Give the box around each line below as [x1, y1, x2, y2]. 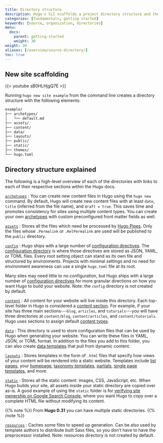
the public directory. [5, 233, 46, 239]
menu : [5, 25, 16, 30]
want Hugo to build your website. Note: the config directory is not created [5, 283, 153, 289]
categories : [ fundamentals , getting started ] [5, 16, 98, 21]
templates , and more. [5, 368, 48, 374]
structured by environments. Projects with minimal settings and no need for [5, 258, 156, 264]
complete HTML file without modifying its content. [5, 398, 105, 404]
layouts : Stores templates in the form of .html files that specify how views [5, 352, 155, 358]
